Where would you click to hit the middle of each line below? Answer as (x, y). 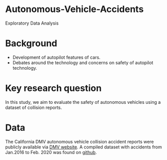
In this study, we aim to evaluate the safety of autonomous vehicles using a (83, 102)
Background (31, 43)
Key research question (54, 88)
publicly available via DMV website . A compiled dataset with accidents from (84, 147)
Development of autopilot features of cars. (56, 57)
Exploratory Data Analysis (32, 23)
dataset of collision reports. (33, 107)
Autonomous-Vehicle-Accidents (74, 9)
